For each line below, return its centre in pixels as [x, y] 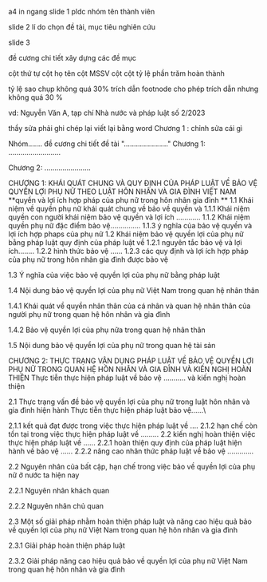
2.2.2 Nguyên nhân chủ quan [56, 506]
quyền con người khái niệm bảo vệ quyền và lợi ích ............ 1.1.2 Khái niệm [130, 217]
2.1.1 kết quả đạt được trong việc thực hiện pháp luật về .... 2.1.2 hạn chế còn [133, 426]
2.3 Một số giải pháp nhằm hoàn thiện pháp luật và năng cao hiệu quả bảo [130, 521]
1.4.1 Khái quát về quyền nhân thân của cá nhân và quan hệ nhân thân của [130, 306]
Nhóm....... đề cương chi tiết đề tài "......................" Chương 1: [107, 144]
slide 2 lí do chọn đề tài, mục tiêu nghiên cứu [82, 27]
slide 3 [19, 42]
